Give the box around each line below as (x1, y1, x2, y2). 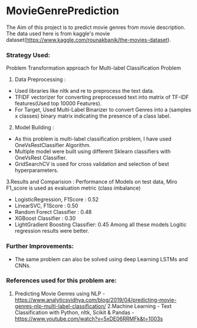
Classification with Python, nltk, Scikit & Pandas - (14, 308, 134, 316)
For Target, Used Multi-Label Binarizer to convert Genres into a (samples (14, 106, 192, 113)
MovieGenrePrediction (6, 4, 120, 18)
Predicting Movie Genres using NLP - (14, 290, 105, 297)
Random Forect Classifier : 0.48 (14, 209, 92, 216)
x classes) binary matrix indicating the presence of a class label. (14, 112, 171, 119)
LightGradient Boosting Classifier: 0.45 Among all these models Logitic (14, 221, 187, 228)
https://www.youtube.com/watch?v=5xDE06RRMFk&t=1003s (14, 315, 163, 322)
